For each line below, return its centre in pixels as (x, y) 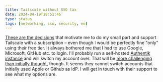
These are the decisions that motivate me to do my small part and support (81, 38)
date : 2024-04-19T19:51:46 (33, 14)
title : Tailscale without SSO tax (41, 10)
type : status (19, 19)
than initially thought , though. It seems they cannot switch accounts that (79, 64)
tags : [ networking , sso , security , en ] (46, 23)
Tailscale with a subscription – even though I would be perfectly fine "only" (82, 43)
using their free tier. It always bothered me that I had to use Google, (74, 48)
